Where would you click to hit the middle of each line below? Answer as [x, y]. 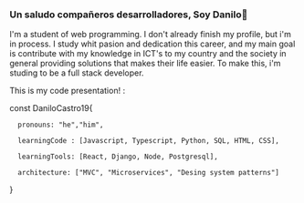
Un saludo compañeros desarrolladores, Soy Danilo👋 [129, 15]
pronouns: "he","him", [61, 125]
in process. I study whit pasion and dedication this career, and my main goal [152, 44]
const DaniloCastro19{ [51, 108]
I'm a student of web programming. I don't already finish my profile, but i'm [151, 35]
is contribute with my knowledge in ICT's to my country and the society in [148, 54]
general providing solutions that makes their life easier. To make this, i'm [145, 64]
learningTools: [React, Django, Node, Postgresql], [118, 157]
